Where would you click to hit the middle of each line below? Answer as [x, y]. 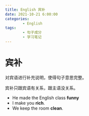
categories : [17, 19]
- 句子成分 [32, 32]
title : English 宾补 [25, 10]
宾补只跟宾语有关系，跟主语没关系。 [42, 88]
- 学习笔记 [32, 37]
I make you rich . [28, 103]
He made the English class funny [45, 98]
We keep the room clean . [38, 108]
